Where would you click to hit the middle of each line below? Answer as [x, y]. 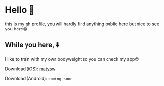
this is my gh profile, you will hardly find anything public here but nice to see [82, 24]
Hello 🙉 [20, 10]
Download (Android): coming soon [39, 78]
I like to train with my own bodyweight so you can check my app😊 [72, 59]
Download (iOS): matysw [30, 69]
